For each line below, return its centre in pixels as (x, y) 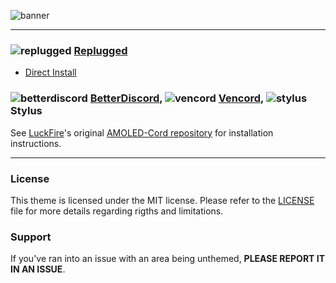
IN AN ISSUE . (38, 269)
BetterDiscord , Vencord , (177, 98)
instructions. (36, 143)
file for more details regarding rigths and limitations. (117, 211)
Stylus (26, 111)
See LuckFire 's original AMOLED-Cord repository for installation (142, 132)
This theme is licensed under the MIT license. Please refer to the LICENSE (162, 200)
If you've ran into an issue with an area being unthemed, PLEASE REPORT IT (168, 259)
